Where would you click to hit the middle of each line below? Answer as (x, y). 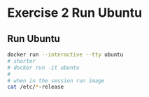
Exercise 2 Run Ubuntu (74, 13)
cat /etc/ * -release (36, 87)
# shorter (22, 61)
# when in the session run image (56, 81)
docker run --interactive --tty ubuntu (65, 54)
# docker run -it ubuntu (43, 68)
